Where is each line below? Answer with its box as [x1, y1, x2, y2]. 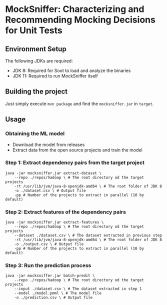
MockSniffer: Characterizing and [5, 3, 144, 15]
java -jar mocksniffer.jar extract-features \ [5, 220, 104, 225]
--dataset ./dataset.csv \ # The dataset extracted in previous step [14, 233, 162, 238]
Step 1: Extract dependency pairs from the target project [5, 159, 145, 166]
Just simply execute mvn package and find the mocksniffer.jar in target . [5, 100, 154, 106]
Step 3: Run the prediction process [5, 262, 91, 269]
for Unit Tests [5, 25, 62, 36]
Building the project [5, 87, 68, 96]
